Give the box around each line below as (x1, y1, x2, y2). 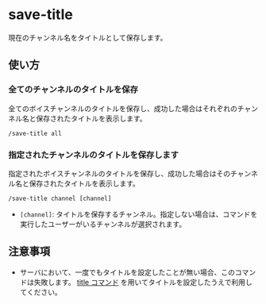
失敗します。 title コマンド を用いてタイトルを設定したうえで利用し (33, 277, 253, 287)
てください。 (19, 287, 62, 297)
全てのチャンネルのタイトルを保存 (8, 84, 139, 95)
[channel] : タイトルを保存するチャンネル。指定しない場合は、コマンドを (19, 209, 258, 219)
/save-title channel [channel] (8, 194, 112, 202)
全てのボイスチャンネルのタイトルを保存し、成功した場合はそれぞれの (8, 103, 238, 113)
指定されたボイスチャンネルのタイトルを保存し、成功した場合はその (8, 168, 231, 178)
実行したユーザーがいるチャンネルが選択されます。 (19, 219, 187, 229)
